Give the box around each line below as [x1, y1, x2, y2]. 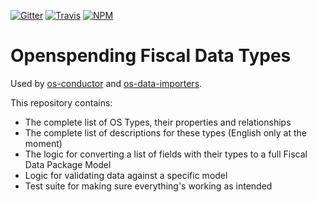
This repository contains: [10, 96, 113, 109]
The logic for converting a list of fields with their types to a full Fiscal [24, 148, 308, 160]
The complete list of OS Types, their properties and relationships [24, 116, 292, 128]
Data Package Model [24, 158, 112, 170]
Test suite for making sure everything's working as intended [24, 180, 273, 192]
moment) [24, 137, 63, 149]
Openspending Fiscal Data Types [10, 45, 292, 67]
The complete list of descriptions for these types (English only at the [24, 126, 307, 139]
